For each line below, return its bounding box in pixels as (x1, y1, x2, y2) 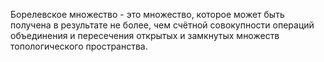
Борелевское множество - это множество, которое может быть (10, 9, 285, 20)
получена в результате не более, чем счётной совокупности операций (10, 19, 315, 31)
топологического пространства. (10, 40, 148, 52)
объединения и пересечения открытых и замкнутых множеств (10, 30, 280, 41)
